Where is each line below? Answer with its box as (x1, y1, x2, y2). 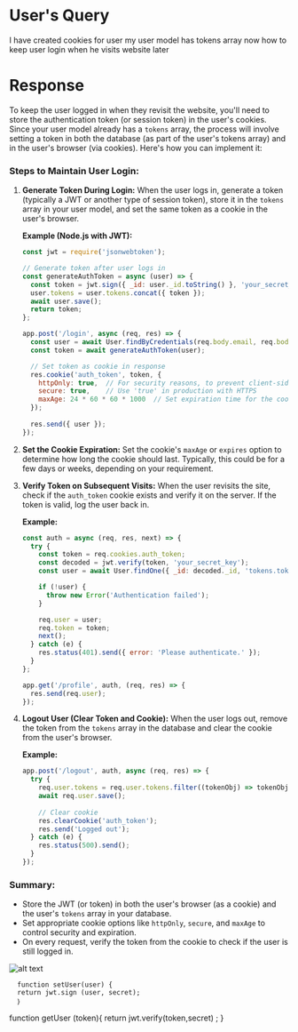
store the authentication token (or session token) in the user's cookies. (9, 114, 268, 124)
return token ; (30, 305, 82, 314)
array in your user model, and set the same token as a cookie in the (21, 204, 269, 214)
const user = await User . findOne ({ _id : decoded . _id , (38, 566, 241, 576)
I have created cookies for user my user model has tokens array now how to (9, 35, 287, 45)
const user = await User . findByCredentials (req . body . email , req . (30, 338, 278, 347)
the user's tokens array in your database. (21, 908, 172, 919)
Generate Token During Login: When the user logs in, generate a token (21, 185, 284, 196)
